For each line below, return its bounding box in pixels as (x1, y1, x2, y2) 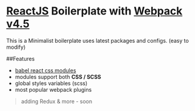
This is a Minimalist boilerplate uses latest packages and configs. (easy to (6, 37, 189, 44)
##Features (6, 55, 35, 62)
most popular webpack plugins (14, 86, 92, 93)
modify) (6, 43, 26, 51)
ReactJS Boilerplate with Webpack (6, 4, 182, 18)
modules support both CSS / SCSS (14, 73, 101, 80)
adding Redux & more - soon (20, 98, 92, 105)
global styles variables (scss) (14, 80, 88, 87)
